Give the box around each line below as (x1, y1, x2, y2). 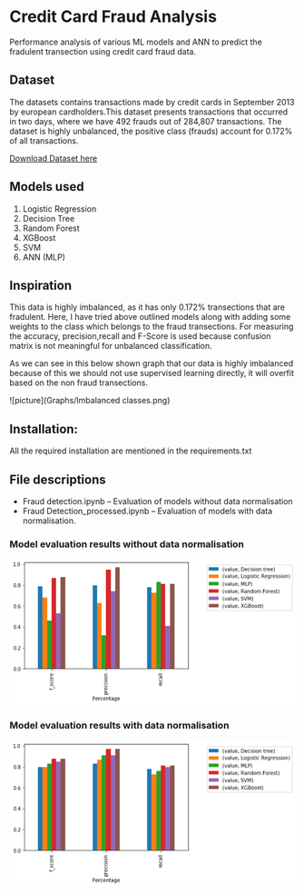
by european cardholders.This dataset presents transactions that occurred (9, 106, 289, 117)
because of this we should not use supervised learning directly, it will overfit (9, 368, 295, 379)
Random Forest (22, 223, 80, 233)
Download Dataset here (9, 153, 98, 164)
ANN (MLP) (22, 252, 66, 263)
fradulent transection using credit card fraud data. (9, 45, 197, 56)
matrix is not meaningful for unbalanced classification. (9, 341, 213, 352)
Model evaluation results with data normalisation (9, 720, 230, 732)
